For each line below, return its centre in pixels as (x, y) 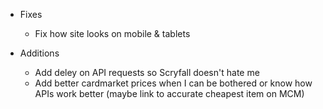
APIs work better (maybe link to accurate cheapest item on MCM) (169, 93)
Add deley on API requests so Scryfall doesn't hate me (147, 72)
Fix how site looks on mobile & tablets (112, 33)
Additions (39, 53)
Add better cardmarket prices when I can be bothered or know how (173, 83)
